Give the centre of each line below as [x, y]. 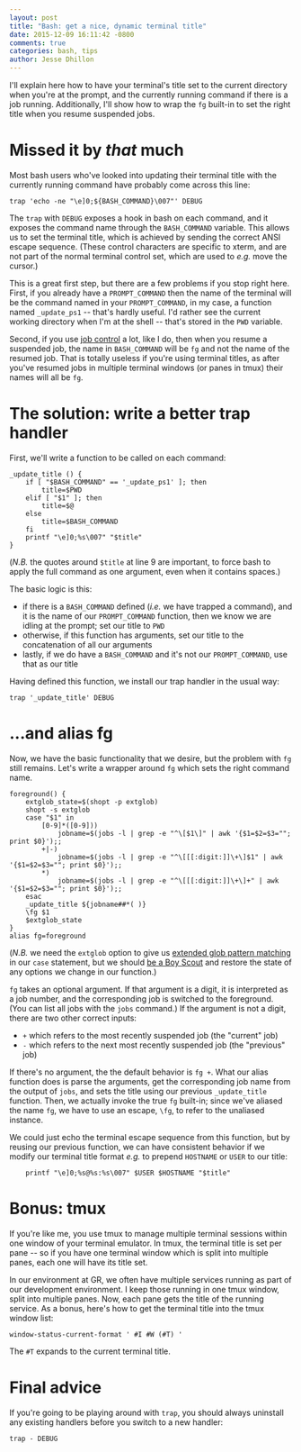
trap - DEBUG [34, 1438]
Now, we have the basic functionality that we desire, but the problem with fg [150, 758]
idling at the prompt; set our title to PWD [93, 625]
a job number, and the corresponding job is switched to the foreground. [142, 998]
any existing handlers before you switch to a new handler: [116, 1422]
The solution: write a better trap [130, 414]
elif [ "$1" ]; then [64, 498]
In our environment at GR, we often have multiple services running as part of [150, 1279]
